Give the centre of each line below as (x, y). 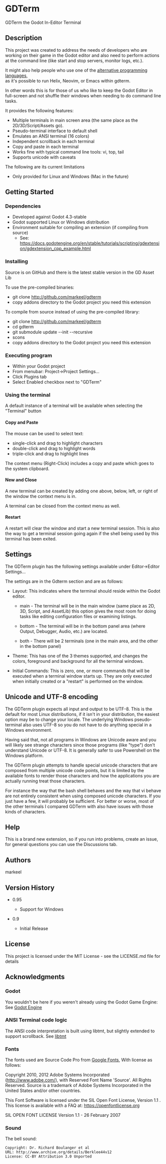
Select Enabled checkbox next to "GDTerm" (57, 382)
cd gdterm (23, 326)
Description (24, 38)
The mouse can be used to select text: (44, 433)
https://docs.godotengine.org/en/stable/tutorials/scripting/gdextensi (89, 243)
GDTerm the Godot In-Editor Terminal (43, 22)
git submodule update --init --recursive (52, 332)
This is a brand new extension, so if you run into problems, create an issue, (82, 839)
